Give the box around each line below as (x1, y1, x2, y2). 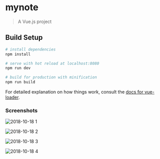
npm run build (5, 80, 36, 85)
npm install (5, 52, 31, 57)
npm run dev (5, 65, 31, 71)
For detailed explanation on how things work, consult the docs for (5, 89, 144, 95)
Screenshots (5, 107, 38, 114)
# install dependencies (5, 47, 56, 52)
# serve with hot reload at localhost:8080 (5, 61, 100, 66)
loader (5, 94, 19, 100)
